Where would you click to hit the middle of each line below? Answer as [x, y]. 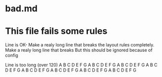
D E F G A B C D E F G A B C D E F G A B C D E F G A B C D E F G [71, 70]
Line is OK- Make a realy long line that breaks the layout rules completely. [80, 45]
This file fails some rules [56, 31]
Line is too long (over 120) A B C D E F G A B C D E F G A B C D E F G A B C [81, 65]
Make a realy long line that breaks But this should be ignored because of [79, 50]
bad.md [21, 9]
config [12, 55]
